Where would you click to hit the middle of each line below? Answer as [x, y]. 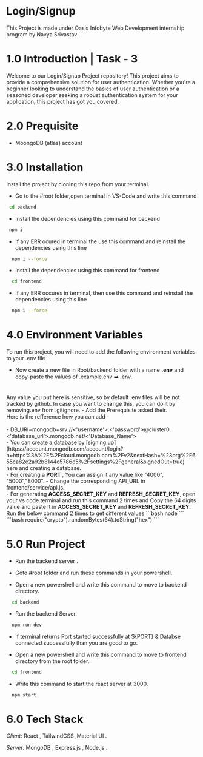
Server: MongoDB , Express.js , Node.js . [57, 748]
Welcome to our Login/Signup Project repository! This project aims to [93, 76]
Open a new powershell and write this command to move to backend [101, 584]
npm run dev [27, 625]
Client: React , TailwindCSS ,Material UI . [57, 736]
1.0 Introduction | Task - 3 [72, 59]
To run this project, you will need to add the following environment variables [101, 352]
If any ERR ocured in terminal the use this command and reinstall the [100, 241]
